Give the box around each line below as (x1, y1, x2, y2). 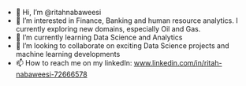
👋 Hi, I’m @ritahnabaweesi (15, 8, 102, 17)
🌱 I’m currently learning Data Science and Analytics (15, 32, 183, 42)
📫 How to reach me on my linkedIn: (15, 58, 132, 67)
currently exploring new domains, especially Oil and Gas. (15, 24, 201, 33)
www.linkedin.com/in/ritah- (133, 58, 222, 67)
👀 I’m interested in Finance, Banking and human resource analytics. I (15, 16, 238, 25)
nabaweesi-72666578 (15, 69, 88, 79)
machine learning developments (15, 50, 121, 58)
